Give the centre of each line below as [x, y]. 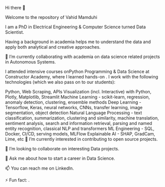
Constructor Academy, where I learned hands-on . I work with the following [82, 77]
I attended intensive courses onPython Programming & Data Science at [77, 71]
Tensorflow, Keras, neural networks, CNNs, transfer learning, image [74, 107]
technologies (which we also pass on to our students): [60, 82]
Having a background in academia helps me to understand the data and [78, 42]
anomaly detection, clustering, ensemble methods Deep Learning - [73, 102]
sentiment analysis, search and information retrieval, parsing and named [79, 123]
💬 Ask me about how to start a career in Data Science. [60, 158]
